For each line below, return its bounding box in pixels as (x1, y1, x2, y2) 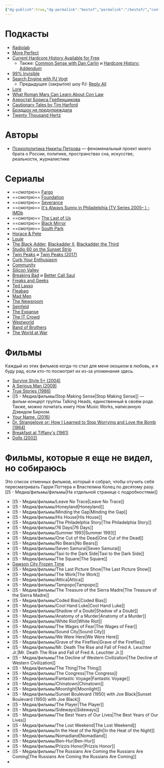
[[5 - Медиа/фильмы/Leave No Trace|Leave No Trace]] (12, 499, 124, 504)
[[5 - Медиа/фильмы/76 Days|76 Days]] (12, 525, 94, 530)
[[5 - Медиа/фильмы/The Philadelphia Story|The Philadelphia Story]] (12, 520, 152, 526)
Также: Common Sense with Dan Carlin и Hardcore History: (19, 60, 140, 66)
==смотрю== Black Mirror (12, 220, 66, 226)
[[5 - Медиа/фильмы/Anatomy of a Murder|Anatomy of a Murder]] (12, 613, 146, 619)
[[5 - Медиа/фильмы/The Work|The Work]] (12, 572, 100, 577)
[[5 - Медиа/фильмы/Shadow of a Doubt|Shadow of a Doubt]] (12, 608, 138, 614)
